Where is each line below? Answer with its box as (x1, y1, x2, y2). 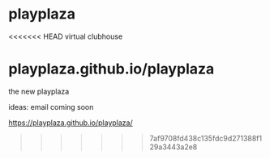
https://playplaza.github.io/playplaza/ (8, 118, 133, 128)
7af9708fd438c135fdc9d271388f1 (149, 133, 262, 143)
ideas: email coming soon (8, 102, 94, 111)
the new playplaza (8, 86, 70, 96)
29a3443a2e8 (149, 142, 198, 152)
